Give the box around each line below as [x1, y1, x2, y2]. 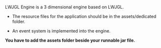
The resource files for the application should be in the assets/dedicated [12, 14, 157, 19]
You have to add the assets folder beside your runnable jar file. [5, 37, 136, 43]
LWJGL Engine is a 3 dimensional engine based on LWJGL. [5, 4, 124, 10]
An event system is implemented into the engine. [12, 28, 111, 33]
